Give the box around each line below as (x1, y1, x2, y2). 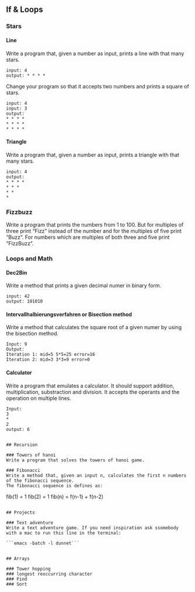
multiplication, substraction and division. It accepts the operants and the (6, 388, 180, 395)
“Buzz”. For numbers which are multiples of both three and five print (6, 234, 170, 241)
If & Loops (6, 5, 43, 15)
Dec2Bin (6, 269, 27, 276)
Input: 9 (6, 341, 27, 347)
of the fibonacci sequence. (6, 477, 75, 484)
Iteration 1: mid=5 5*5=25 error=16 (6, 351, 95, 358)
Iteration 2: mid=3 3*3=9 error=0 (6, 357, 90, 362)
